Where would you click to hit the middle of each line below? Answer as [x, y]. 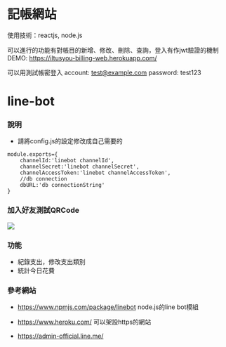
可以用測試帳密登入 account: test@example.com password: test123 [104, 72]
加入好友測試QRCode [43, 210]
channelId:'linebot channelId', [67, 161]
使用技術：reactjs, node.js [45, 35]
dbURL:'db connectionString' [62, 185]
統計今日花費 [36, 270]
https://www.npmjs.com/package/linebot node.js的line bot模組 [108, 307]
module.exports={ [33, 155]
